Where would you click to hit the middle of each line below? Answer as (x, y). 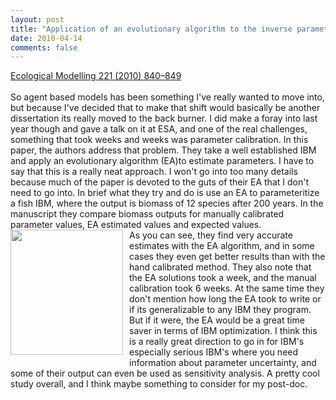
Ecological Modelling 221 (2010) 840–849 (96, 76)
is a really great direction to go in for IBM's (217, 342)
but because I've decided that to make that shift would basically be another (165, 108)
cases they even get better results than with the (227, 257)
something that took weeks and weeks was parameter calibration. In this (159, 140)
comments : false (44, 47)
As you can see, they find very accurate (211, 235)
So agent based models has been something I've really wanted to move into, (167, 97)
